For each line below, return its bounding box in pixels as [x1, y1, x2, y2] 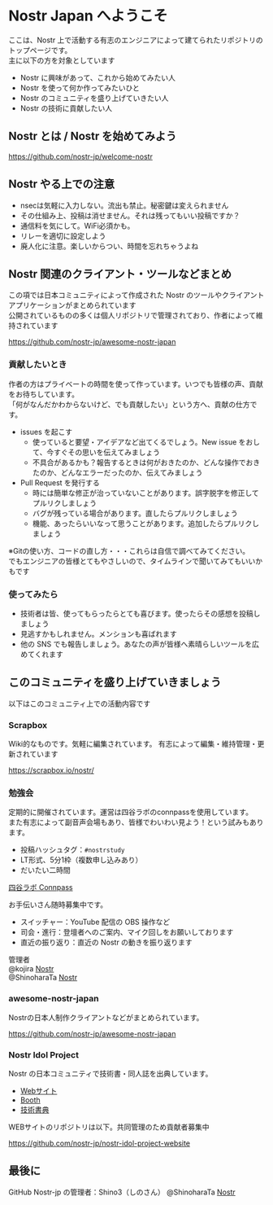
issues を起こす [19, 427, 73, 436]
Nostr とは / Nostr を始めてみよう [8, 129, 177, 143]
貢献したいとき [8, 359, 67, 370]
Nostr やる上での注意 [8, 177, 115, 191]
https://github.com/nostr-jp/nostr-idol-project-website [8, 1138, 191, 1148]
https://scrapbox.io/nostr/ [8, 765, 95, 775]
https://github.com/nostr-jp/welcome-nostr [8, 151, 153, 161]
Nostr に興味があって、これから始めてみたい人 [19, 72, 176, 82]
